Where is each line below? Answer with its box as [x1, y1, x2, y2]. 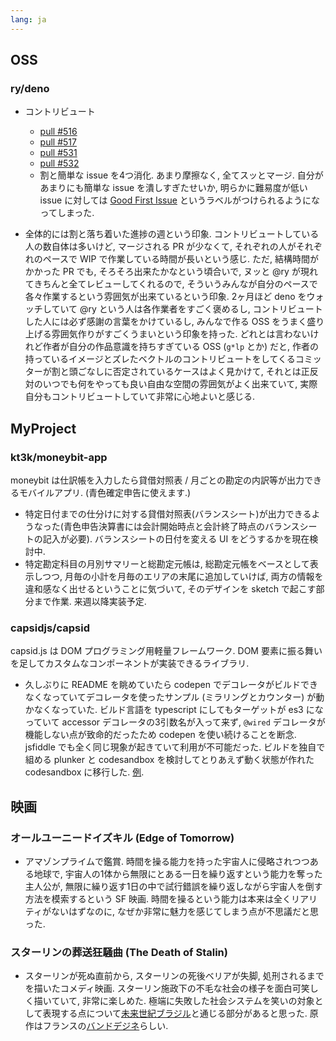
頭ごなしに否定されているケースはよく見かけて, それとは [68, 366, 302, 378]
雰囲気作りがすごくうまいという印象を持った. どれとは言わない [51, 328, 311, 340]
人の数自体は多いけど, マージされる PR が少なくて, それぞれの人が [24, 241, 297, 253]
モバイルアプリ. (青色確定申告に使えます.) [18, 487, 192, 498]
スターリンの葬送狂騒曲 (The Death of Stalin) [10, 945, 228, 959]
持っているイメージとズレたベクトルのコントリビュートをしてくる [24, 353, 296, 365]
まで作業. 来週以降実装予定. [33, 596, 147, 607]
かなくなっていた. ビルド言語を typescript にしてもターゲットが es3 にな [24, 704, 324, 716]
